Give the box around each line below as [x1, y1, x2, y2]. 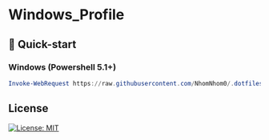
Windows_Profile [8, 6, 125, 24]
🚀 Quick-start [8, 38, 77, 51]
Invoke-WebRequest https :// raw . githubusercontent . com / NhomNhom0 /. [8, 79, 235, 87]
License [8, 102, 49, 115]
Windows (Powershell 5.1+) [8, 62, 117, 73]
